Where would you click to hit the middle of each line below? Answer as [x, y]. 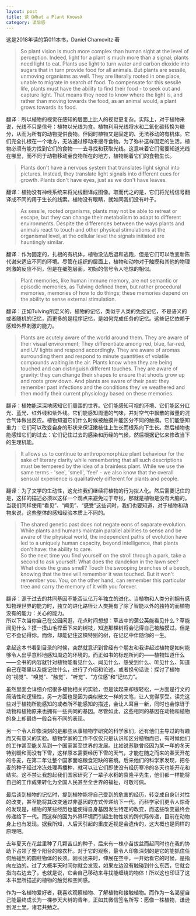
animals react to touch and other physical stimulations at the [93, 230]
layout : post [22, 11]
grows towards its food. [49, 107]
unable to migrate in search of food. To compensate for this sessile [101, 82]
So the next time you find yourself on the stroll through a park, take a [103, 556]
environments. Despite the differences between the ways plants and [102, 223]
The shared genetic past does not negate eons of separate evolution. [103, 525]
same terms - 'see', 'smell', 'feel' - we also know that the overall [97, 473]
